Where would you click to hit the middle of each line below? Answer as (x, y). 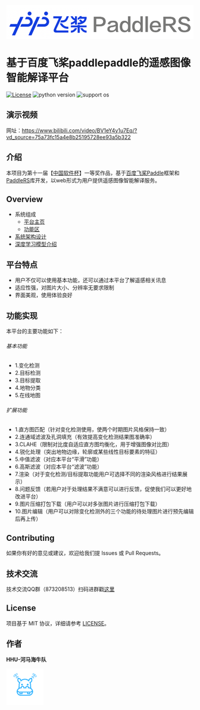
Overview (25, 199)
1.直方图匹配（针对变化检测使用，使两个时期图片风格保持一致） (92, 429)
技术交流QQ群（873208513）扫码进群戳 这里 (60, 589)
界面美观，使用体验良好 (43, 295)
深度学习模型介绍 (36, 244)
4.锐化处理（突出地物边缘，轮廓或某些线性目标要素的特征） (87, 452)
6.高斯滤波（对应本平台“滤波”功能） (59, 467)
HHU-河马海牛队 (26, 659)
